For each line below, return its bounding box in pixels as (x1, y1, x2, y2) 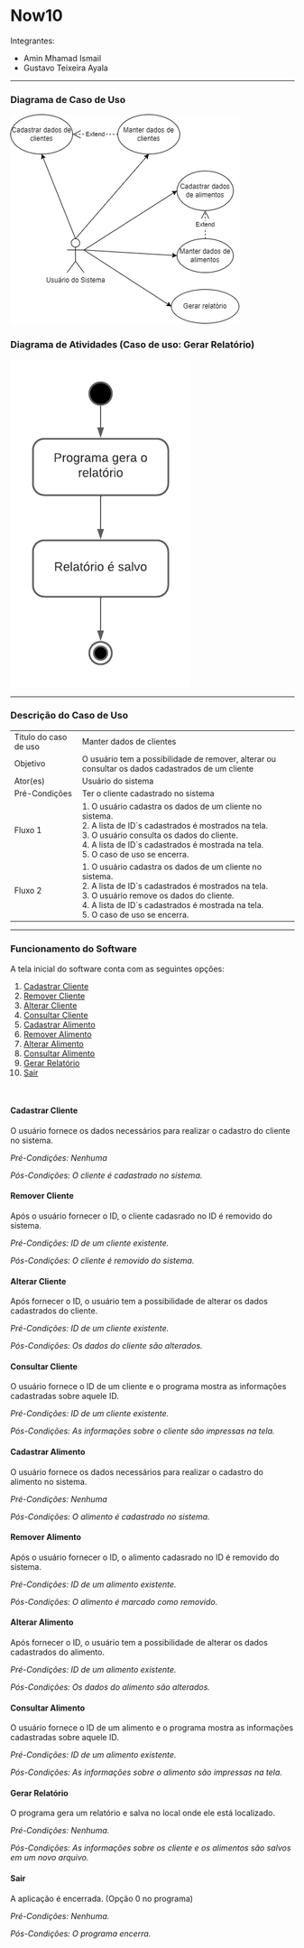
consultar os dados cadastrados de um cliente (81, 763, 254, 774)
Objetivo (14, 758, 46, 769)
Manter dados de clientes (81, 737, 177, 747)
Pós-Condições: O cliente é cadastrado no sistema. (10, 1170, 203, 1181)
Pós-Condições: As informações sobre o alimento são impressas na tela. (10, 1767, 283, 1778)
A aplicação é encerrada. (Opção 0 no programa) (10, 1893, 193, 1904)
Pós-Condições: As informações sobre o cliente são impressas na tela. (10, 1425, 275, 1436)
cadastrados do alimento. (10, 1647, 105, 1657)
